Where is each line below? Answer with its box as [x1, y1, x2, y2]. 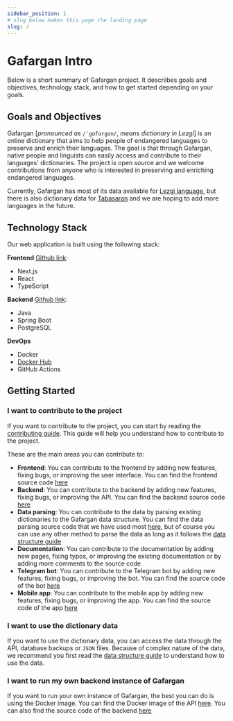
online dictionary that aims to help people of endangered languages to [7, 137, 208, 145]
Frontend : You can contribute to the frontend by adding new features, [17, 463, 217, 472]
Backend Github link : [7, 295, 67, 303]
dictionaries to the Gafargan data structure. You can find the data [17, 515, 204, 523]
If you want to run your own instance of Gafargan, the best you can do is [7, 692, 215, 700]
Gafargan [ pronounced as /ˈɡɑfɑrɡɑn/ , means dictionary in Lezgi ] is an [7, 129, 212, 137]
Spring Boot [17, 316, 52, 324]
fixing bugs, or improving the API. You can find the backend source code [17, 493, 225, 501]
